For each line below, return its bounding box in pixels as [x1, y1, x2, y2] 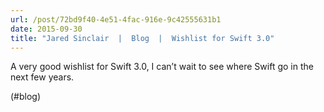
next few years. [10, 71, 75, 83]
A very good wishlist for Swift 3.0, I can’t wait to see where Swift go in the [10, 61, 314, 73]
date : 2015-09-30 [10, 24, 83, 34]
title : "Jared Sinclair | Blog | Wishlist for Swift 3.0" [10, 33, 275, 43]
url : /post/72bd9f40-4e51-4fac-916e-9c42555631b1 [10, 14, 222, 25]
